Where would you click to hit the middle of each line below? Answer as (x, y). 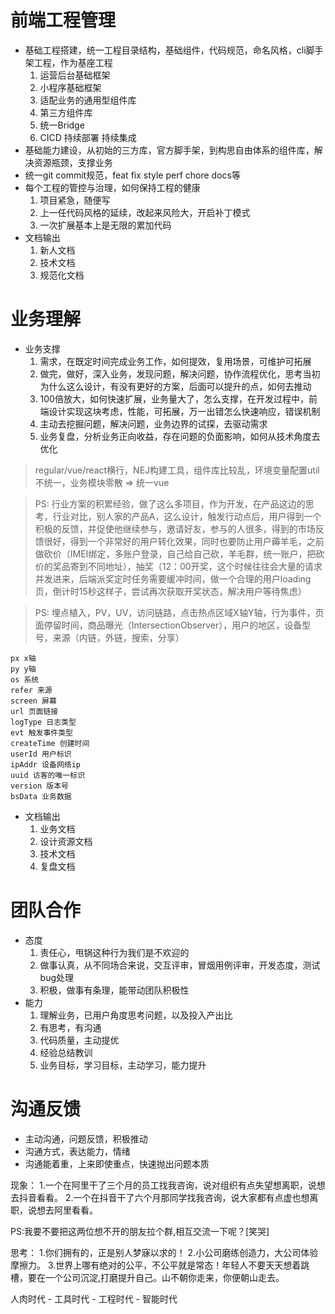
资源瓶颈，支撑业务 (73, 162)
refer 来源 (31, 690)
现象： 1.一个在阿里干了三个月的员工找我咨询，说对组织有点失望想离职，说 (163, 1185)
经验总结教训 (66, 1052)
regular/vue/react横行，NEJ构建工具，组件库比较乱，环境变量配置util (177, 470)
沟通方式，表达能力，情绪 (77, 1151)
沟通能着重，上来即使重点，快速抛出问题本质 (117, 1163)
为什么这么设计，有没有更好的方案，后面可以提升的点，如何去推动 (175, 386)
